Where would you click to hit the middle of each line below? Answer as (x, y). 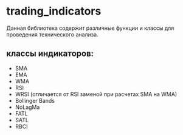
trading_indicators (54, 11)
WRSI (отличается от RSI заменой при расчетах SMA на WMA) (96, 94)
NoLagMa (27, 107)
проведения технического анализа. (52, 34)
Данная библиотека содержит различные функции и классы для (90, 28)
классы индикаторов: (50, 54)
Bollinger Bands (35, 100)
